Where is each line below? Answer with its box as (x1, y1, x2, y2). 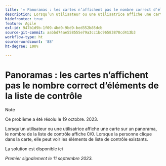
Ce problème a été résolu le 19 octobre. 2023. (5, 116, 98, 122)
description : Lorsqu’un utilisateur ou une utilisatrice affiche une (5, 12, 152, 17)
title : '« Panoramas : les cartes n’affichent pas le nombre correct (5, 7, 152, 12)
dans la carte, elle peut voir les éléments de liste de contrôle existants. (5, 136, 148, 142)
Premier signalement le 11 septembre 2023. (5, 155, 93, 161)
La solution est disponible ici (5, 146, 63, 152)
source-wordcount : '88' (5, 39, 54, 44)
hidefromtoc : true (5, 16, 43, 21)
